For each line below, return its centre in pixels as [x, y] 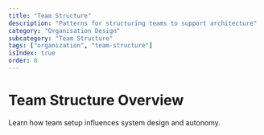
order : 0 [23, 61]
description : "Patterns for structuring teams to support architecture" [133, 23]
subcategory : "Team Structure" [61, 38]
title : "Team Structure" [50, 16]
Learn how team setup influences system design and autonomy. [115, 122]
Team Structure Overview [96, 100]
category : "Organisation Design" [64, 31]
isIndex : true [32, 53]
